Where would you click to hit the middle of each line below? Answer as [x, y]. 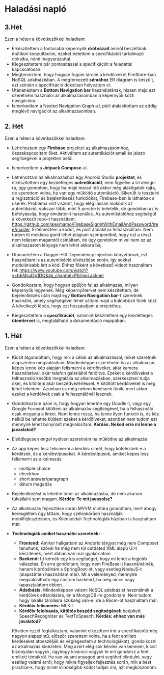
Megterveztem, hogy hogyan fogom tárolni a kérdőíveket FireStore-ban [84, 74]
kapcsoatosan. [27, 69]
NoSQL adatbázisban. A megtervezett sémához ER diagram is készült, [83, 80]
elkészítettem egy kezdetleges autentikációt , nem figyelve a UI [76, 182]
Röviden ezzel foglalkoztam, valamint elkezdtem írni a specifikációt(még [84, 631]
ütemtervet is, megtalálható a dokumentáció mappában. [69, 321]
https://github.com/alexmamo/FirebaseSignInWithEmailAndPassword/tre [85, 224]
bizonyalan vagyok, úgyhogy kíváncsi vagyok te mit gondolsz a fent [80, 651]
